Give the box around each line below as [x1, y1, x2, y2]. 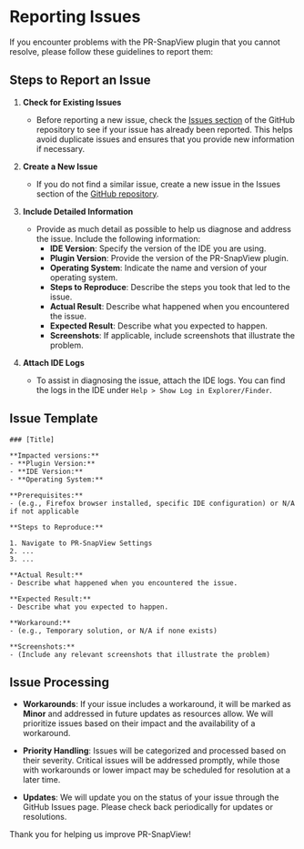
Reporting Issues [9, 6, 141, 27]
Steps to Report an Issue [9, 73, 152, 88]
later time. [22, 774, 61, 785]
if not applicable [9, 507, 79, 516]
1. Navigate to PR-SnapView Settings [9, 539, 153, 548]
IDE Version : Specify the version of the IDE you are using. [49, 243, 267, 254]
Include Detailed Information [22, 206, 134, 217]
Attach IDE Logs [22, 357, 85, 368]
